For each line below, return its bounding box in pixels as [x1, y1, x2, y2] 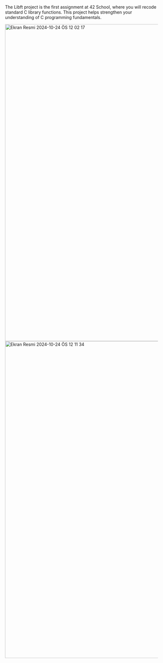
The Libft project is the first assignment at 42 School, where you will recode [5, 4, 157, 10]
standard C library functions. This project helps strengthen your [5, 9, 132, 15]
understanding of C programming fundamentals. [5, 15, 102, 20]
